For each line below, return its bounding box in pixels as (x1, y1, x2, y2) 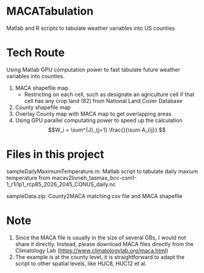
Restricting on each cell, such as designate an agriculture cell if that (24, 90, 195, 98)
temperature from (6, 174, 51, 181)
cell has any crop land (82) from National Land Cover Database (24, 97, 183, 104)
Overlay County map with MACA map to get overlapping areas (15, 110, 172, 117)
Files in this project (6, 147, 105, 161)
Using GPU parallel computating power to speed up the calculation (15, 116, 183, 124)
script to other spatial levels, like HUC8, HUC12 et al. (15, 260, 147, 267)
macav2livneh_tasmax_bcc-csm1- (51, 174, 137, 181)
